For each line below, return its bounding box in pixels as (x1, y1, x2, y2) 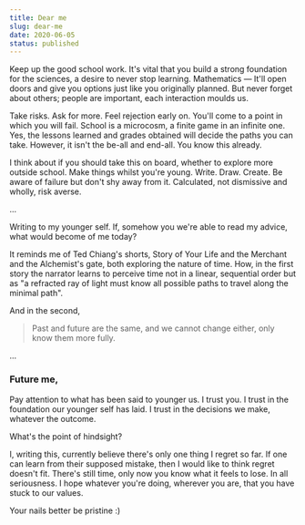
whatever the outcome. (9, 413, 97, 424)
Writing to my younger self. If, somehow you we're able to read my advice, (9, 221, 289, 232)
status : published (9, 38, 79, 48)
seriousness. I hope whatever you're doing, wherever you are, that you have (9, 478, 295, 489)
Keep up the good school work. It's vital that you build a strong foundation (9, 64, 288, 75)
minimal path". (9, 288, 64, 299)
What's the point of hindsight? (9, 430, 123, 442)
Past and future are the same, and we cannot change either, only (31, 323, 275, 334)
